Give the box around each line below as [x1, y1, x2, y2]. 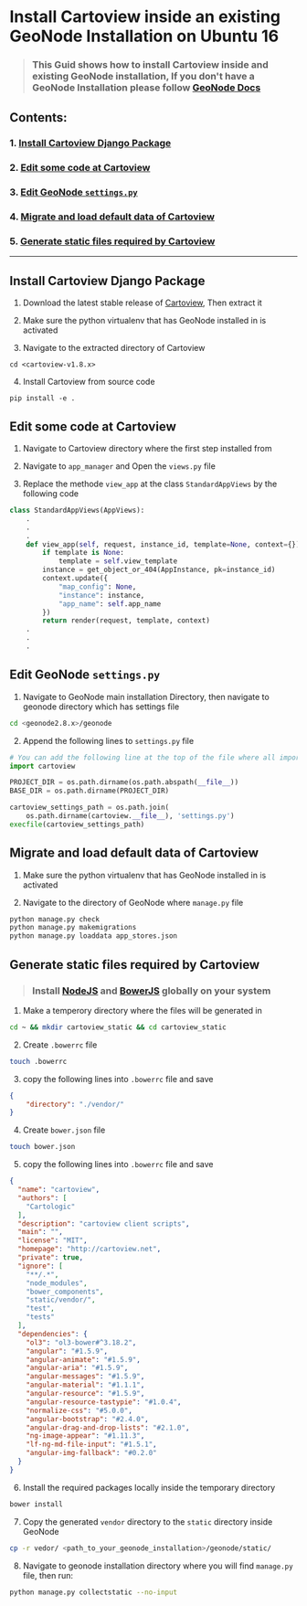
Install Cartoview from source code [22, 377, 155, 388]
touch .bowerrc [9, 1057, 68, 1066]
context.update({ [42, 574, 108, 583]
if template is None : [42, 548, 125, 558]
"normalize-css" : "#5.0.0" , [26, 1406, 132, 1415]
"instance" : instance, [58, 590, 145, 600]
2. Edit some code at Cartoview [9, 162, 151, 175]
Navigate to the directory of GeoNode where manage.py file [22, 897, 244, 908]
